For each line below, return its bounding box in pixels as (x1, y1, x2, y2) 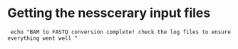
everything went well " (7, 34, 78, 42)
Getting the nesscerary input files (7, 5, 211, 21)
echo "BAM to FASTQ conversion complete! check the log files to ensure (10, 28, 232, 36)
